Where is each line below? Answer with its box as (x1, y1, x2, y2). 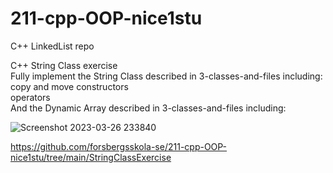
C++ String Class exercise (10, 59, 118, 71)
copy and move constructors (10, 80, 129, 92)
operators (10, 91, 51, 103)
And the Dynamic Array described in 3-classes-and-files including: (10, 102, 287, 114)
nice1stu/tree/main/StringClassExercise (10, 151, 172, 163)
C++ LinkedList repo (10, 40, 95, 52)
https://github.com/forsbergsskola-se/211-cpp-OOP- (10, 140, 228, 152)
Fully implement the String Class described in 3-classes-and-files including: (10, 70, 323, 82)
